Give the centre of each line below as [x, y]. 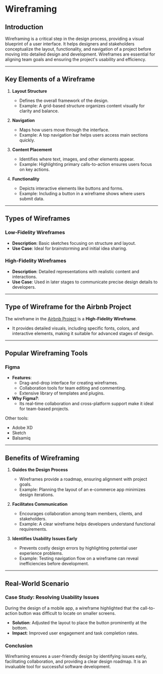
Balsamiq [21, 438]
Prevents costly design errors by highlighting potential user [78, 548]
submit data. [32, 198]
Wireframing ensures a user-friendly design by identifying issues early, [76, 656]
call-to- [147, 608]
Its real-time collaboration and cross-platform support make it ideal [86, 404]
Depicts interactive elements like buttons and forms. [71, 188]
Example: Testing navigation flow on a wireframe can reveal [79, 558]
